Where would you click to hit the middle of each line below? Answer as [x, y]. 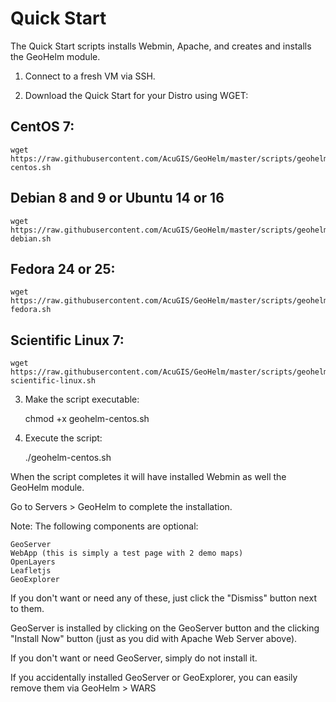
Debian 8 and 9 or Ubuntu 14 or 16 [117, 198]
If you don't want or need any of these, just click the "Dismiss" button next [163, 598]
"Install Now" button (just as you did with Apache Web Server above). [154, 639]
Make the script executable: [82, 399]
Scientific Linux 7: [67, 340]
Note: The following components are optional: [104, 526]
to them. [27, 609]
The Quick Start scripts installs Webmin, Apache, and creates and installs [161, 46]
